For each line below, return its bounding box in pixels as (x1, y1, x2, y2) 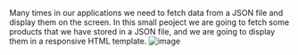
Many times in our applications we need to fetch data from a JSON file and (9, 8, 284, 18)
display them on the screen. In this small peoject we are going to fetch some (9, 17, 290, 27)
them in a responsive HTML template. (9, 35, 147, 46)
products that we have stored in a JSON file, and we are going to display (9, 27, 276, 36)
